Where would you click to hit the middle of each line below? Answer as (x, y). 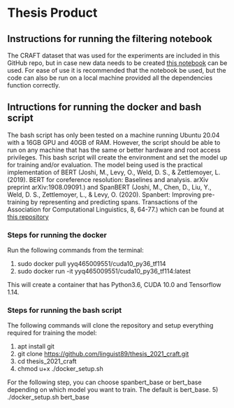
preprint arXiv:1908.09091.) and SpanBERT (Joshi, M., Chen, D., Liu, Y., (109, 187)
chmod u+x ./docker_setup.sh (60, 369)
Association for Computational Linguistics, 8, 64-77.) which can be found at (116, 209)
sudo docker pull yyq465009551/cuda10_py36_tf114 (92, 264)
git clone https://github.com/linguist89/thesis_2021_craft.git (103, 354)
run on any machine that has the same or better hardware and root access (114, 150)
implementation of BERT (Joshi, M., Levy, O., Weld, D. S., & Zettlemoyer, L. (114, 172)
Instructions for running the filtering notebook (110, 39)
